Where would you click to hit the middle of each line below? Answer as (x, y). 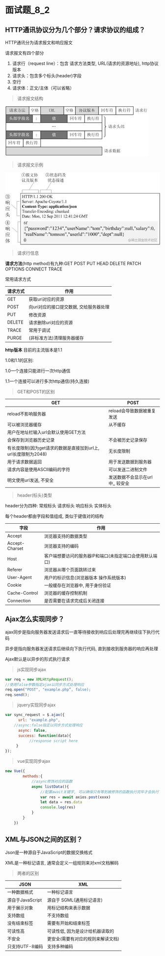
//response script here (54, 741)
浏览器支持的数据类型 (66, 536)
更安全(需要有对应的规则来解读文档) (83, 939)
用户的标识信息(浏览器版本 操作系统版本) (85, 577)
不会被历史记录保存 (128, 440)
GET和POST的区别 (36, 391)
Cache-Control (23, 593)
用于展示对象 (20, 907)
